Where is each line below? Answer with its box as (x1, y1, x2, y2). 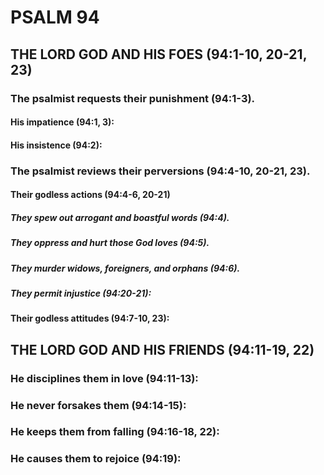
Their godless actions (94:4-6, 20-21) (10, 189, 171, 201)
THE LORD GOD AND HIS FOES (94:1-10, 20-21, (10, 46, 308, 63)
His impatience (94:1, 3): (10, 116, 115, 128)
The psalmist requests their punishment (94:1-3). (10, 91, 256, 105)
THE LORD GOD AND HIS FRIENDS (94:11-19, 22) (10, 341, 315, 358)
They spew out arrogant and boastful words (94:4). (10, 211, 230, 223)
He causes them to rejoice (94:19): (10, 452, 182, 466)
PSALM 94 (10, 6, 100, 29)
